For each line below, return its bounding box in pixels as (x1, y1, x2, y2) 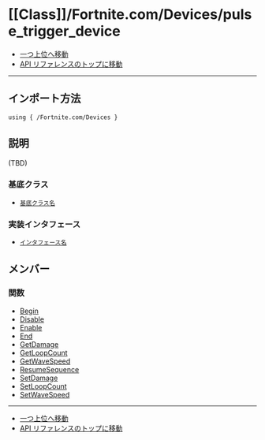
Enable (19, 323, 43, 332)
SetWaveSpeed (19, 390, 70, 399)
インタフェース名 (19, 239, 67, 247)
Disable (19, 314, 45, 324)
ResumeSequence (19, 364, 80, 374)
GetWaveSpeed (19, 356, 71, 366)
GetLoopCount (19, 348, 69, 357)
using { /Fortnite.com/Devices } (8, 113, 118, 121)
